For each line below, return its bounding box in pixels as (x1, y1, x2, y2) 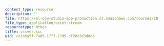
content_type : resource (5, 7, 54, 12)
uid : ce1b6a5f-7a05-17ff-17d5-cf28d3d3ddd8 (5, 34, 95, 39)
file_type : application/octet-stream (5, 20, 82, 25)
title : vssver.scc (5, 29, 42, 34)
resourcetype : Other (5, 25, 47, 30)
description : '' (5, 11, 38, 16)
